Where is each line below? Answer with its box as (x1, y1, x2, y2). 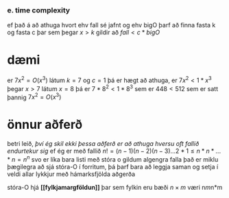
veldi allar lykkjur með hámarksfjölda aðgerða (7, 170, 136, 178)
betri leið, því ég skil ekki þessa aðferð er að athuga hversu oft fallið (7, 140, 200, 148)
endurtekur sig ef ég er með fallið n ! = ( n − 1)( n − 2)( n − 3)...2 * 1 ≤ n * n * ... (7, 147, 221, 156)
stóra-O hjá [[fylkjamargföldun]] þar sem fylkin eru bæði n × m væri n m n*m (7, 183, 223, 191)
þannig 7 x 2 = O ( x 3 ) (7, 92, 62, 101)
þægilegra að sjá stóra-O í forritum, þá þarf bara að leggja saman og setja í (7, 162, 219, 171)
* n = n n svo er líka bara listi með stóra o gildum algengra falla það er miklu (7, 154, 219, 163)
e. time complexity (7, 5, 71, 15)
